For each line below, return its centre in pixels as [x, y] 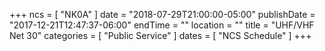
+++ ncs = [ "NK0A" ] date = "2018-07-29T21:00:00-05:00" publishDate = [162, 14]
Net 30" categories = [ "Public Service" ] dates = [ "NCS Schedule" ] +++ [160, 35]
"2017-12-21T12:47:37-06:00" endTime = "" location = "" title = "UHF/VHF [162, 25]
